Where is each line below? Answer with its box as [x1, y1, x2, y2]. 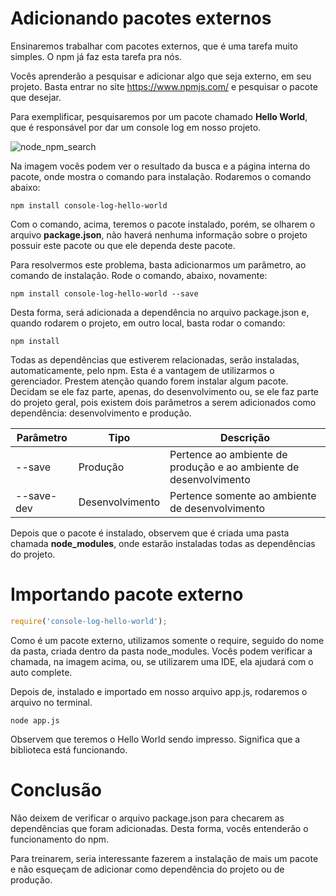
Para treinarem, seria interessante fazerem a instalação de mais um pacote [10, 852, 319, 864]
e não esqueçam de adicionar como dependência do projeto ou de [10, 863, 285, 875]
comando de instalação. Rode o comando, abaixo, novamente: [10, 269, 268, 281]
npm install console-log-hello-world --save [10, 288, 199, 299]
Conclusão [10, 778, 102, 801]
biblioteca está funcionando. [10, 743, 128, 756]
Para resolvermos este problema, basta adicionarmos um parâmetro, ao [10, 258, 307, 271]
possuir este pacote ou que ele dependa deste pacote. [10, 239, 236, 251]
